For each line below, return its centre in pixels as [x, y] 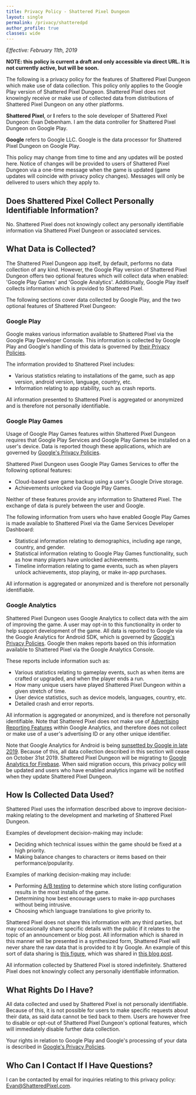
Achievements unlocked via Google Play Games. [73, 488]
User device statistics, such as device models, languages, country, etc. [100, 697]
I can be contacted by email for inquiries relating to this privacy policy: [91, 1080]
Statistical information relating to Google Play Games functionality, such [101, 554]
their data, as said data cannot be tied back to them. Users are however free [98, 1017]
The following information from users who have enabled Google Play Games [98, 517]
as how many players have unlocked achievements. [77, 560]
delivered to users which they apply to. [53, 183]
